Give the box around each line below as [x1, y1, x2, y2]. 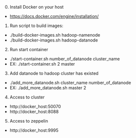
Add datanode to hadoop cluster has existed [9, 70, 99, 76]
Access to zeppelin [9, 118, 49, 124]
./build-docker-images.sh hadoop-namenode [9, 32, 101, 38]
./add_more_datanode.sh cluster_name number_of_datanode [9, 80, 131, 85]
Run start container [9, 47, 49, 52]
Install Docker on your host [9, 4, 64, 10]
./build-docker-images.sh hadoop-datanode [9, 37, 98, 43]
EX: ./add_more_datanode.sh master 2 [9, 85, 86, 91]
